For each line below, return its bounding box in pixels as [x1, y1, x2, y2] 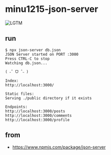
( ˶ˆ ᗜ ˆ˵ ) [5, 69, 29, 74]
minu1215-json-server [5, 3, 98, 15]
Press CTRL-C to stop [5, 56, 50, 61]
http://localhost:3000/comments [5, 113, 72, 118]
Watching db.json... [5, 61, 48, 66]
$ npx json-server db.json [5, 47, 61, 53]
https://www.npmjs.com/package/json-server [12, 144, 106, 150]
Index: [5, 78, 19, 83]
